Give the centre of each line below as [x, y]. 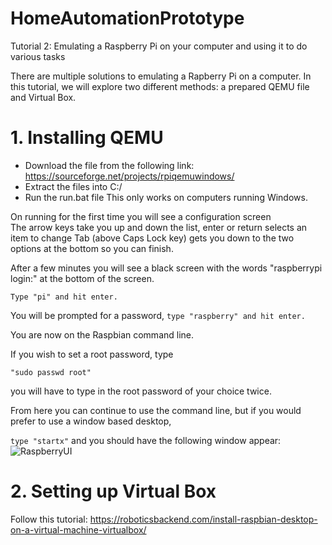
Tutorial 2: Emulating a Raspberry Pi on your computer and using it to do [159, 46]
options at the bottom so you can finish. [92, 248]
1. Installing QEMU [87, 138]
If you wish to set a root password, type [92, 354]
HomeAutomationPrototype [127, 18]
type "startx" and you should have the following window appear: [146, 440]
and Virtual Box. [43, 97]
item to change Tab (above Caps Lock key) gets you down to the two [152, 238]
